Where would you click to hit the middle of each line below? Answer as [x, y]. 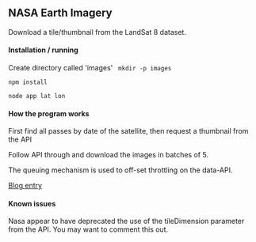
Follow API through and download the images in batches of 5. [108, 155]
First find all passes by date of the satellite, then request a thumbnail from [128, 131]
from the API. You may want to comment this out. [88, 229]
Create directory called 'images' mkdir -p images [90, 68]
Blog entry [25, 186]
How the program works [49, 113]
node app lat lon [37, 96]
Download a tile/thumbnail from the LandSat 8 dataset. [97, 32]
